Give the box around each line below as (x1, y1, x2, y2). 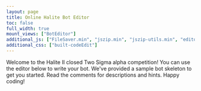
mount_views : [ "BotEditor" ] (6, 31, 77, 37)
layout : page (6, 8, 39, 15)
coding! (6, 77, 25, 84)
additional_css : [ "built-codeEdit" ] (6, 43, 98, 48)
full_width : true (6, 25, 50, 32)
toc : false (6, 20, 33, 26)
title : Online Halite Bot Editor (6, 14, 90, 20)
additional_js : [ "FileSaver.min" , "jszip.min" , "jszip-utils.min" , (6, 37, 178, 43)
